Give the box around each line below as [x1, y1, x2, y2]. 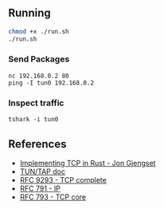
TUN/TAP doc [19, 167, 66, 176]
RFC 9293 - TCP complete [19, 175, 107, 184]
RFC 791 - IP [19, 183, 61, 193]
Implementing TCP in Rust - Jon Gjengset [19, 158, 156, 168]
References [8, 137, 67, 151]
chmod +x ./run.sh [8, 27, 69, 35]
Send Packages [8, 53, 70, 65]
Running [8, 6, 52, 20]
